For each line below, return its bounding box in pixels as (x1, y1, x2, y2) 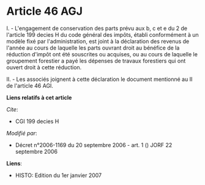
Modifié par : (6, 129, 38, 137)
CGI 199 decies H (15, 118, 59, 125)
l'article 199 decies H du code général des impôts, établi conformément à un (6, 31, 199, 38)
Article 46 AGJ (6, 4, 83, 18)
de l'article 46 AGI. (6, 81, 54, 89)
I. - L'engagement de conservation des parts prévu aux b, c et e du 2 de (6, 25, 188, 32)
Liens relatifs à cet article (6, 94, 72, 101)
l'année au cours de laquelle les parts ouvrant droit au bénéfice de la (6, 44, 180, 51)
